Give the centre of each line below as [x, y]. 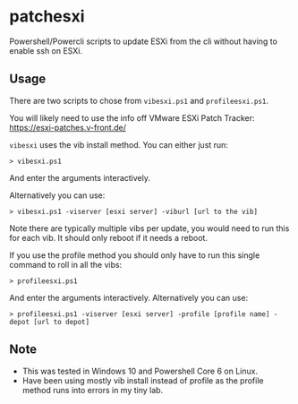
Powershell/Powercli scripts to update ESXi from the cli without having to [143, 41]
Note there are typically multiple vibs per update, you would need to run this [149, 228]
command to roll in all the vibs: [66, 264]
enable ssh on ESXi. [46, 50]
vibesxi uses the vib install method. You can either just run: [119, 144]
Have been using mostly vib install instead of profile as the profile [143, 380]
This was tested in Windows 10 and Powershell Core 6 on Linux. [140, 371]
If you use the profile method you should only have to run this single [135, 255]
